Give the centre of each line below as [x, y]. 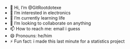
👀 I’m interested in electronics [40, 13]
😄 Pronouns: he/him [31, 36]
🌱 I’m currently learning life [37, 18]
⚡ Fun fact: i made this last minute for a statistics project [67, 41]
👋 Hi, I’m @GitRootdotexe [35, 8]
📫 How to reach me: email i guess [45, 29]
